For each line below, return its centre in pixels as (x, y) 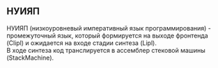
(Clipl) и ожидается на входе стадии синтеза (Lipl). (82, 43)
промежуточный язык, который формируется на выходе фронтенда (107, 35)
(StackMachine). (30, 58)
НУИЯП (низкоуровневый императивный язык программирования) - (109, 28)
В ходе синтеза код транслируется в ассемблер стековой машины (106, 50)
